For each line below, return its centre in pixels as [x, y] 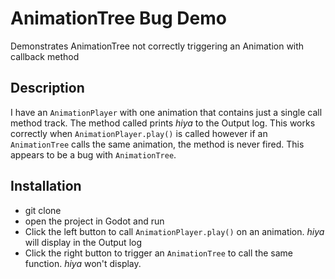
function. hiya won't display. [83, 263]
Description [47, 88]
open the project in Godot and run [94, 221]
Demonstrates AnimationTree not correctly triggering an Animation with [157, 46]
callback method [45, 56]
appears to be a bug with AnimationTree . [93, 154]
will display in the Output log [83, 242]
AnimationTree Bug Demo [118, 18]
